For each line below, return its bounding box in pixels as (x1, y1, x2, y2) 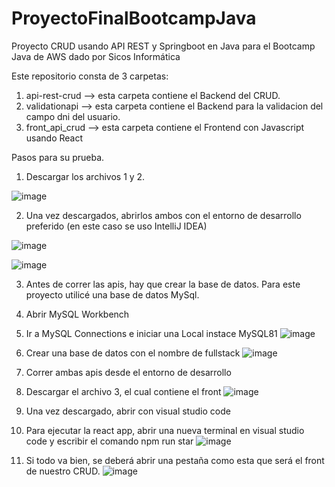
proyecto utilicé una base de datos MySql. (25, 288, 200, 301)
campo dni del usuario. (25, 110, 121, 122)
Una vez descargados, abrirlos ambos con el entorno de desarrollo (25, 209, 302, 221)
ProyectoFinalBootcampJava (11, 7, 257, 30)
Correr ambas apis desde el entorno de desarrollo (25, 366, 232, 378)
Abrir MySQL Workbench (25, 308, 130, 320)
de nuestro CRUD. (25, 465, 101, 477)
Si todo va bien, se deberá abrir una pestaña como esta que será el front (25, 454, 325, 466)
